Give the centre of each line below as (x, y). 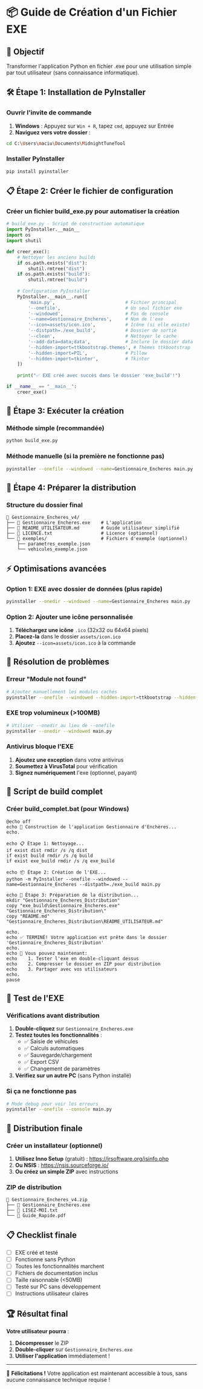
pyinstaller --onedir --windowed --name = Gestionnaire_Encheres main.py (98, 601)
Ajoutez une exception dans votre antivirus (69, 760)
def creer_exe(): (28, 252)
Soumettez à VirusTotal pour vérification (66, 766)
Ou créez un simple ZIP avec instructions (67, 1171)
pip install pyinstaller (37, 171)
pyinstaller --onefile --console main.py (59, 1109)
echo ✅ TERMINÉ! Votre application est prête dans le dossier (87, 937)
